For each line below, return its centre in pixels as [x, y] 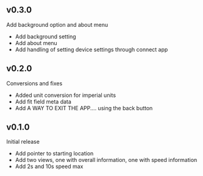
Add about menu [36, 43]
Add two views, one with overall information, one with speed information [106, 160]
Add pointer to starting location [54, 153]
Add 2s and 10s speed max [49, 166]
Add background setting [45, 37]
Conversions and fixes [34, 83]
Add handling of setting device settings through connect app [91, 49]
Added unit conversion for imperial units [66, 95]
